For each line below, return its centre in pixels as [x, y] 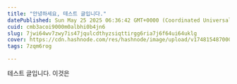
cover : [17, 40]
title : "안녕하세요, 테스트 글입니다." [57, 14]
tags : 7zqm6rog [30, 46]
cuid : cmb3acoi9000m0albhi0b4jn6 [56, 27]
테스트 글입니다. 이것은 [38, 73]
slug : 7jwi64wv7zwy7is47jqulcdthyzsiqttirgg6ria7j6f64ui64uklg [102, 33]
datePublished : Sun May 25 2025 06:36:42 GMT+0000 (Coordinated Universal [120, 20]
